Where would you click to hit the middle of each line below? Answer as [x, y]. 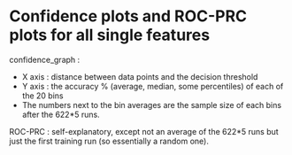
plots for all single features [110, 35]
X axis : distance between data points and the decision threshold [140, 76]
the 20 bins [42, 96]
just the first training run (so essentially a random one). [109, 141]
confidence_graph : [45, 59]
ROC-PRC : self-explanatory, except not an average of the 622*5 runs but [144, 131]
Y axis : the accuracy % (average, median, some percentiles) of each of [153, 86]
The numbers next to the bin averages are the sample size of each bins [151, 105]
